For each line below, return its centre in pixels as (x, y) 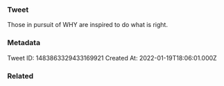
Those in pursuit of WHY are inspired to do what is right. (88, 25)
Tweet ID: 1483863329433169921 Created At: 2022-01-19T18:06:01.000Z (112, 58)
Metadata (24, 43)
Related (20, 76)
